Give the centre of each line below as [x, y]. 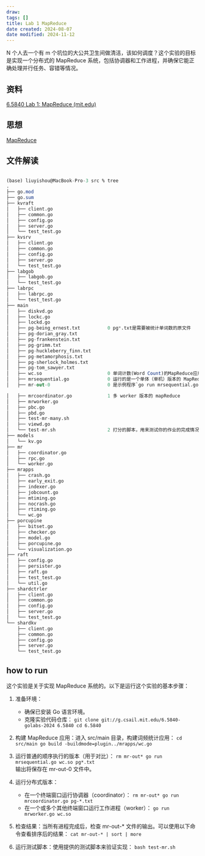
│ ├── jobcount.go [33, 492]
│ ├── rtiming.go [31, 510]
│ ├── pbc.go [26, 407]
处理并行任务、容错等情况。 [46, 68]
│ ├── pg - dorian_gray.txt [42, 334]
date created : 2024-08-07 [39, 29]
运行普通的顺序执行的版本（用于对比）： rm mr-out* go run [89, 756]
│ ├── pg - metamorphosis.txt [45, 357]
